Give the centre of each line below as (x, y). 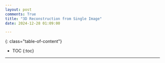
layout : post (18, 10)
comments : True (21, 14)
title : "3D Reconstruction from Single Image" (54, 19)
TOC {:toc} (23, 51)
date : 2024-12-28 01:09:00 (33, 23)
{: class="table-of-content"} (34, 42)
